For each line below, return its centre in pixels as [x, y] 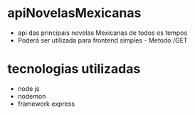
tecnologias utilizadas [74, 69]
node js [28, 88]
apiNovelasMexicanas [74, 13]
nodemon [32, 96]
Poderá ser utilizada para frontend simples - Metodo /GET [102, 40]
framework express [46, 104]
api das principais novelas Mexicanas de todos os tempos [102, 33]
